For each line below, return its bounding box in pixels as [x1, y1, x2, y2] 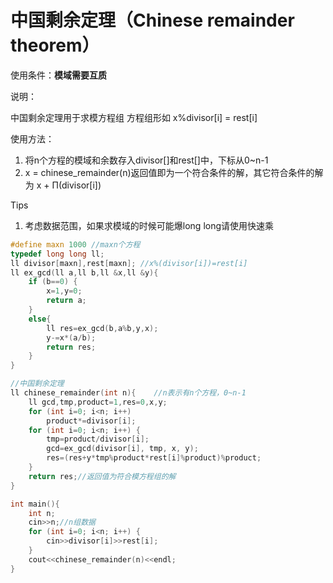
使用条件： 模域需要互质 [10, 69, 107, 81]
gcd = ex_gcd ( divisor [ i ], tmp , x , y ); [46, 444, 199, 454]
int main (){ [10, 499, 60, 509]
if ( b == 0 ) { [28, 277, 78, 287]
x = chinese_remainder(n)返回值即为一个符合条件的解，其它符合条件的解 [24, 166, 324, 178]
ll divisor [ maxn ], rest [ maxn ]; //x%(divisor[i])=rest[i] [10, 258, 248, 268]
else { [28, 314, 52, 324]
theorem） [10, 34, 100, 57]
